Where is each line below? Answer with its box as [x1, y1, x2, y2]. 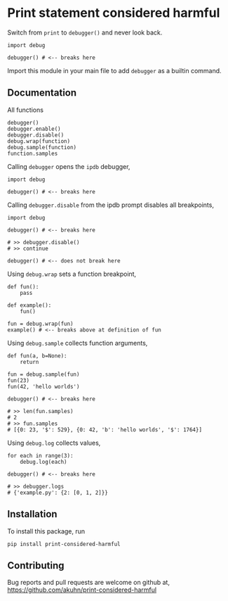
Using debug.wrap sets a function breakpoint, [7, 270, 137, 278]
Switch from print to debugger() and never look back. [7, 28, 163, 37]
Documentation [7, 87, 77, 99]
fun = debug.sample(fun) [7, 371, 80, 378]
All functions [7, 106, 44, 114]
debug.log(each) [20, 458, 68, 465]
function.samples [7, 150, 58, 157]
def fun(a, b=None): [7, 352, 68, 360]
